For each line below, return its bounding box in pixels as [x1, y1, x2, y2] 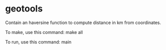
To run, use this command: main [5, 38, 72, 45]
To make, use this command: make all [5, 29, 83, 35]
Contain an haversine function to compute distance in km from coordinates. [5, 19, 161, 25]
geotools [5, 3, 43, 14]
